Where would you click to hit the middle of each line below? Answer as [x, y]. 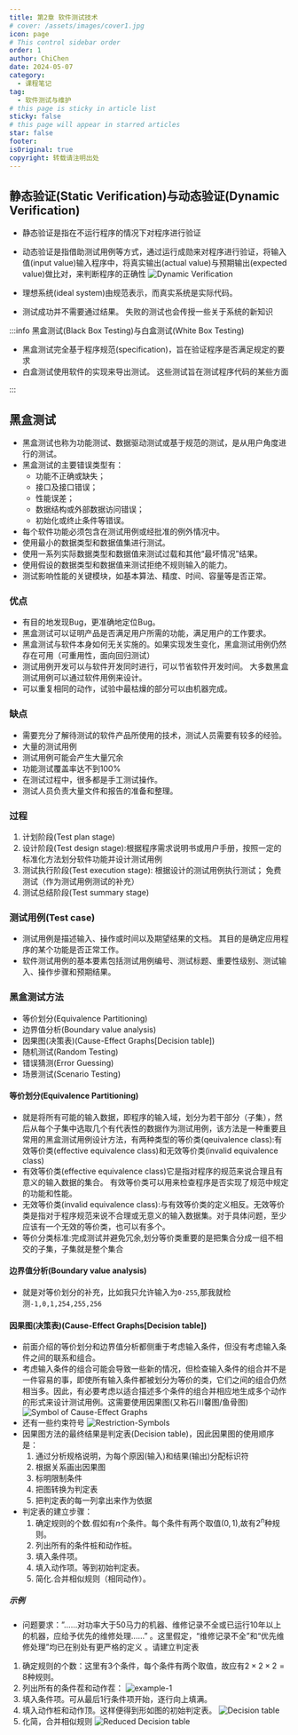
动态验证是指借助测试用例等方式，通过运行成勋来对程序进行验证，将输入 [154, 252]
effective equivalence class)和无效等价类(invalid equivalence [167, 1150]
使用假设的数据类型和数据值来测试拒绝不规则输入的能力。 [127, 565]
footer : [24, 141]
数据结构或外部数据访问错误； [90, 509]
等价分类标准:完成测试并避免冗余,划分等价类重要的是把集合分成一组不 [149, 1238]
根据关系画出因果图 [71, 1468]
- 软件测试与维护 [44, 100]
